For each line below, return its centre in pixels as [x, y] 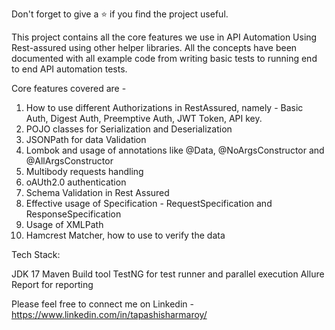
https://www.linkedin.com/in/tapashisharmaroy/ [109, 314]
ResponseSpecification [73, 214]
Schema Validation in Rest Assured [97, 192]
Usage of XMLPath [64, 224]
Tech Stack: [36, 254]
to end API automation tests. [69, 69]
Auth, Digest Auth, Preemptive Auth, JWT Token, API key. [144, 118]
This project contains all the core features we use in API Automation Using [164, 37]
